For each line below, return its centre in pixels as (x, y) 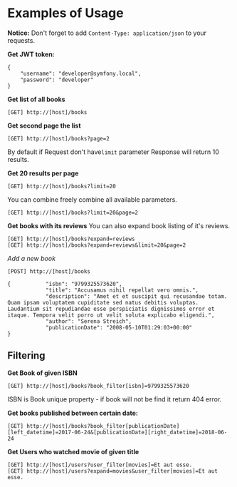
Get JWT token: (31, 54)
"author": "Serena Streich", (89, 321)
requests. (21, 40)
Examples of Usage (65, 13)
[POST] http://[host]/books (49, 271)
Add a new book (31, 258)
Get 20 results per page (43, 173)
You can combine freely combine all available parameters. (93, 199)
